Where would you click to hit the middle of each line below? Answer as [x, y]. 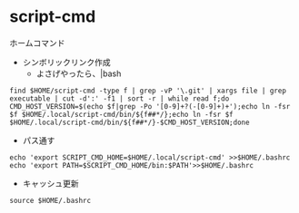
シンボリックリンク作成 [66, 62]
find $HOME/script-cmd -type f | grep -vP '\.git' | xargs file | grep [148, 91]
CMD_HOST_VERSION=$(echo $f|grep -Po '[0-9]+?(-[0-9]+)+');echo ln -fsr [150, 106]
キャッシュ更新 [50, 183]
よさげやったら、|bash [79, 73]
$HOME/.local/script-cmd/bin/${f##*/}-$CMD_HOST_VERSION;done [130, 122]
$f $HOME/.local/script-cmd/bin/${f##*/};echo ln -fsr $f [121, 114]
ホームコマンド [37, 43]
